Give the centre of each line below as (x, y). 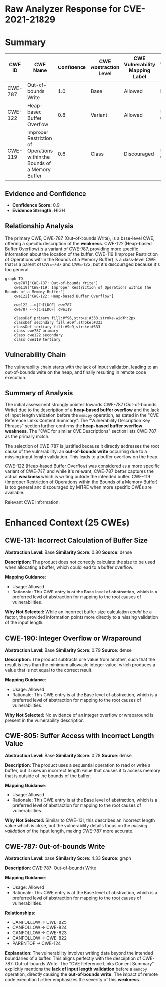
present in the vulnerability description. (45, 720)
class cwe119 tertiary (37, 339)
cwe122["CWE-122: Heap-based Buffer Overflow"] (64, 296)
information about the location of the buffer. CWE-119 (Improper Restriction (82, 254)
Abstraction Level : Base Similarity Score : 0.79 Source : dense (68, 650)
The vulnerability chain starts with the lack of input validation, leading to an (82, 367)
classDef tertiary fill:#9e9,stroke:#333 (57, 327)
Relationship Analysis (39, 226)
